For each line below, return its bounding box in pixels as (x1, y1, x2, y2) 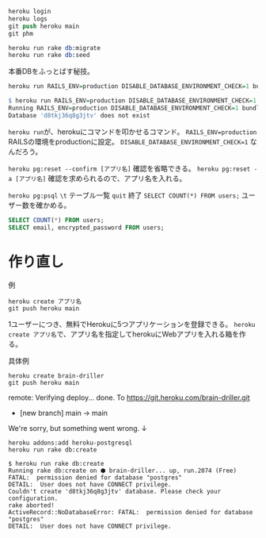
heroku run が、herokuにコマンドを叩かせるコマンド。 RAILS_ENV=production (8, 127, 257, 136)
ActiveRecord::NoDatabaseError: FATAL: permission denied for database (8, 509, 253, 517)
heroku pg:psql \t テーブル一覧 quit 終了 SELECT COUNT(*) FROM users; (8, 190, 240, 200)
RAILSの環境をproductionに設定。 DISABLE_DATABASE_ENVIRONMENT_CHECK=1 (8, 136, 249, 146)
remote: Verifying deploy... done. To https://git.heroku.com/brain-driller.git (8, 393, 251, 402)
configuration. (8, 494, 59, 503)
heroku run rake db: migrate (8, 44, 101, 52)
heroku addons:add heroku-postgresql (8, 439, 133, 448)
